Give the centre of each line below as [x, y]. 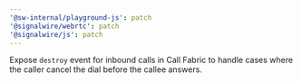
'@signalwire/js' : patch [56, 34]
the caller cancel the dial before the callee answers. [106, 69]
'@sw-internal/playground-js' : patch [81, 18]
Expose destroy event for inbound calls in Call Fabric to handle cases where [151, 60]
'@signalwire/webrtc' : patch [64, 26]
